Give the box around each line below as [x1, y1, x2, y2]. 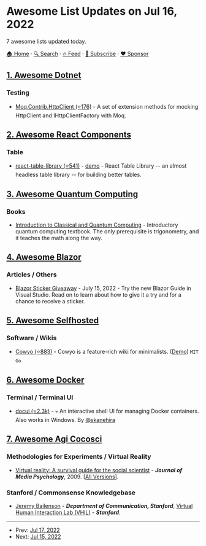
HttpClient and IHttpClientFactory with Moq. [15, 112, 127, 119]
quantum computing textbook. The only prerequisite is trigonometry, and [15, 228, 199, 235]
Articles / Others [6, 270, 57, 279]
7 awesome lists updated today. [6, 37, 86, 45]
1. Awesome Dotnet [6, 70, 82, 80]
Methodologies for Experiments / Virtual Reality [6, 453, 151, 461]
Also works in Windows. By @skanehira [15, 416, 115, 424]
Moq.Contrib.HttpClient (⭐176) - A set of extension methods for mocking [15, 103, 199, 110]
